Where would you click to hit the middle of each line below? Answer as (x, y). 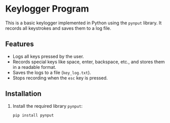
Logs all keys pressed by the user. (48, 56)
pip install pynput (33, 115)
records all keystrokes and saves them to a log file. (58, 28)
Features (20, 44)
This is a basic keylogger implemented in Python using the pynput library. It (83, 23)
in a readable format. (35, 67)
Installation (23, 94)
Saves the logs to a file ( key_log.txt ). (52, 72)
